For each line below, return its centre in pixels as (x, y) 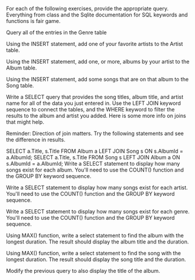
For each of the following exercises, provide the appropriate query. (87, 9)
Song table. (20, 85)
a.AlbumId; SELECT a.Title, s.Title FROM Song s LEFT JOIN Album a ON (93, 157)
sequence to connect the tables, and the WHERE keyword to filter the (90, 109)
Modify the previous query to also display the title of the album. (83, 271)
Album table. (22, 68)
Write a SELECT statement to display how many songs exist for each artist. (97, 187)
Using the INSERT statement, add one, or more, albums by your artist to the (98, 62)
